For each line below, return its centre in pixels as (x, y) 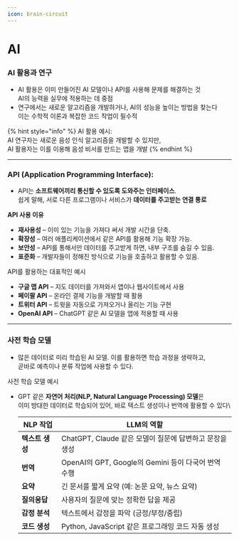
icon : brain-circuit (38, 14)
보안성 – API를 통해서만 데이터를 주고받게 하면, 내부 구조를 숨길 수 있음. (116, 248)
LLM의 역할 (145, 424)
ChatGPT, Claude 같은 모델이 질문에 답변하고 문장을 (144, 438)
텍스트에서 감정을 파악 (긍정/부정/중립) (122, 513)
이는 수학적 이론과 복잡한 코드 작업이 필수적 (78, 116)
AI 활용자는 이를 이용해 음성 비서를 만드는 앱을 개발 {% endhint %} (100, 149)
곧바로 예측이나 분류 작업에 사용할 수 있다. (75, 366)
